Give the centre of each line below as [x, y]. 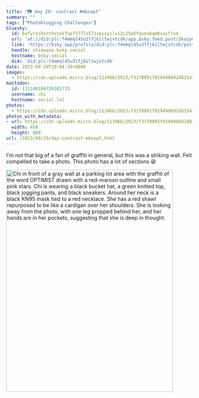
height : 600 [26, 133]
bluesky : [17, 28]
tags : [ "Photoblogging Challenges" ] [51, 23]
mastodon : [18, 84]
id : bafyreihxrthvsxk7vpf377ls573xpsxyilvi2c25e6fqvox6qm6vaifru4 [95, 34]
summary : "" [21, 17]
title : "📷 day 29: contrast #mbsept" [54, 12]
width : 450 [25, 127]
